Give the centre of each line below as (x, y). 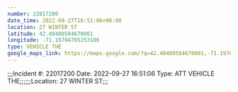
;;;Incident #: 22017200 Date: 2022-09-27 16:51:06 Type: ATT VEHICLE (111, 73)
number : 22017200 (33, 14)
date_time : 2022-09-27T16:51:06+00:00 (64, 21)
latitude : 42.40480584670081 (50, 34)
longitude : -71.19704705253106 (53, 40)
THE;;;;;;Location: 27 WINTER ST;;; (58, 81)
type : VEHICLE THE (34, 47)
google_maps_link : (34, 54)
